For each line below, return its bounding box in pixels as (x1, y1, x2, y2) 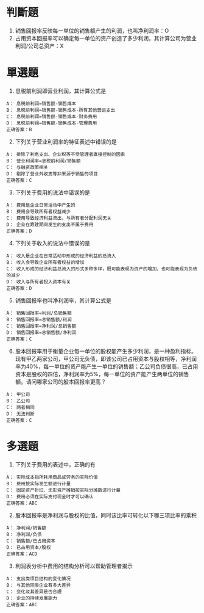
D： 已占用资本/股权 (6, 544, 51, 550)
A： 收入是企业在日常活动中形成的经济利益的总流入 (6, 253, 116, 259)
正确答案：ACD (6, 551, 38, 557)
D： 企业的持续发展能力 (6, 595, 58, 601)
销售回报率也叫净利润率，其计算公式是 (15, 297, 111, 304)
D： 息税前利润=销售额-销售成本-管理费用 (6, 120, 97, 126)
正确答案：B (6, 126, 32, 132)
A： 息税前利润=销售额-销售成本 (6, 100, 77, 107)
